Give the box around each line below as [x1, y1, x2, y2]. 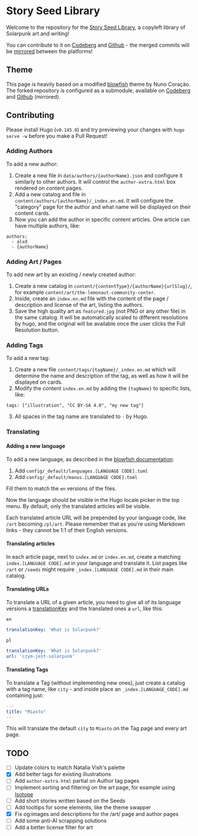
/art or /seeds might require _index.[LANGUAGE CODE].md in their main [6, 566, 174, 573]
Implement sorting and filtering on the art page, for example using [14, 784, 176, 791]
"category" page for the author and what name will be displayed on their [14, 203, 191, 210]
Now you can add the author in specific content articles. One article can [14, 216, 190, 223]
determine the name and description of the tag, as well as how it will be [14, 372, 189, 380]
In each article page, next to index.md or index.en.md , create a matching [6, 553, 181, 560]
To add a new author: [6, 160, 58, 167]
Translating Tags [6, 666, 48, 673]
